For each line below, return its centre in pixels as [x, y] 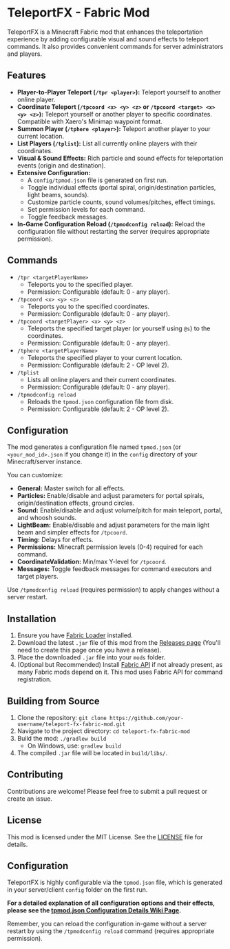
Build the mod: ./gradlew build [62, 738]
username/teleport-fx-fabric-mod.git [71, 724]
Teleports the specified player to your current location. [105, 357]
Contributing [35, 775]
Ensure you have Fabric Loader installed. [75, 635]
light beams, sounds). [58, 194]
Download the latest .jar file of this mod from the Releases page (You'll [119, 643]
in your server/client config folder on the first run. [77, 890]
